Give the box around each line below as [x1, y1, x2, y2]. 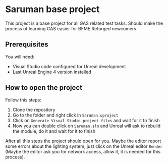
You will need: [5, 53, 34, 60]
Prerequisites [5, 40, 48, 49]
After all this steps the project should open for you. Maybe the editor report [5, 138, 161, 144]
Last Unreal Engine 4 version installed [12, 69, 92, 75]
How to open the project [5, 83, 82, 92]
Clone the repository [12, 106, 55, 113]
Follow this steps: [5, 97, 41, 103]
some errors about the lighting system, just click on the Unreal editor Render [5, 143, 163, 149]
